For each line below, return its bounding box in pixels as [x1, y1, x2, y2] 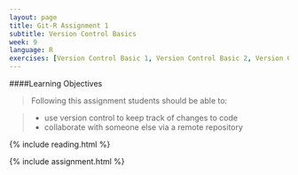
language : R [9, 46, 53, 55]
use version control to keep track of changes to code [43, 112, 238, 123]
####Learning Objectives [9, 79, 103, 88]
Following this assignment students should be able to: [30, 95, 228, 106]
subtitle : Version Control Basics [9, 29, 137, 38]
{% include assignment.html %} [9, 156, 126, 166]
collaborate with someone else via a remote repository [43, 122, 244, 133]
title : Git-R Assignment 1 [9, 21, 109, 30]
